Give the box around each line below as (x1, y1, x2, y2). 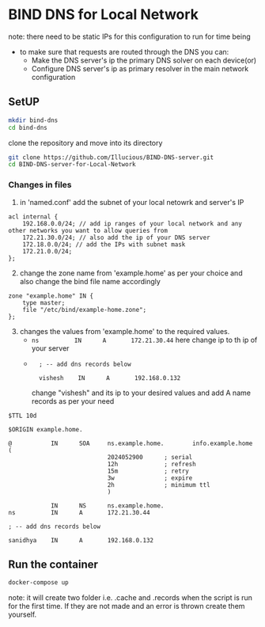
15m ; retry (107, 467, 190, 475)
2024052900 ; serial (107, 453, 193, 461)
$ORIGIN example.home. (8, 425, 83, 433)
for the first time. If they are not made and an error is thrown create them (8, 602, 245, 611)
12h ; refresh (107, 460, 196, 468)
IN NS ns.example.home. (50, 501, 165, 510)
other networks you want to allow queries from (8, 226, 168, 234)
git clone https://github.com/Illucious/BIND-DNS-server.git (8, 153, 214, 161)
